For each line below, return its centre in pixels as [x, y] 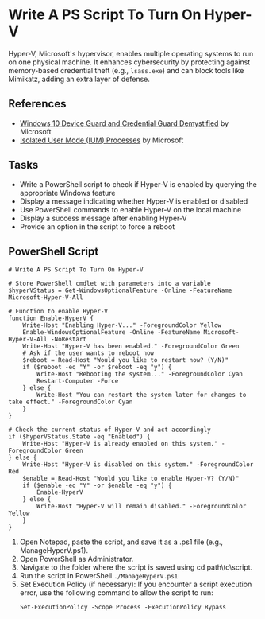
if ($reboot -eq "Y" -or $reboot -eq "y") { [97, 368]
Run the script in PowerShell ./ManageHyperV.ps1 [99, 576]
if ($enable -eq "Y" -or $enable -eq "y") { [97, 486]
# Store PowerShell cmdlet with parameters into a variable [110, 284]
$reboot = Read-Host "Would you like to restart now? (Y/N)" [125, 360]
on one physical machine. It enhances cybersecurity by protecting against [129, 62]
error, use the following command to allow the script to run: [117, 593]
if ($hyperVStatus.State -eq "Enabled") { [79, 437]
